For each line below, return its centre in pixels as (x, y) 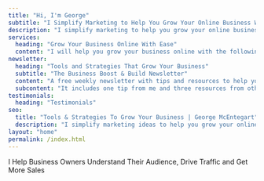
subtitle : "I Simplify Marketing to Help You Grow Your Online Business (130, 23)
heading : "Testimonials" (56, 103)
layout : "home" (33, 132)
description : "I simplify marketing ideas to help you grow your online (137, 125)
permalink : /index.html (47, 139)
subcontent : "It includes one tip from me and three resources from (130, 88)
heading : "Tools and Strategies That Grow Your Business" (112, 67)
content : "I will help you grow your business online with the (121, 52)
